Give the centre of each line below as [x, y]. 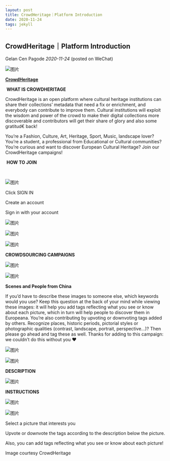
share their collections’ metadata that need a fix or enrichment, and [76, 105]
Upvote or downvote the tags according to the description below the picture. [85, 433]
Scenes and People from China [39, 287]
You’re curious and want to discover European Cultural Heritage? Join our [82, 147]
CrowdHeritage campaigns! [34, 152]
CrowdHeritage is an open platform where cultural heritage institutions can [83, 99]
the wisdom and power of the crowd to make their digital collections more [82, 116]
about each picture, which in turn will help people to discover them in [77, 313]
